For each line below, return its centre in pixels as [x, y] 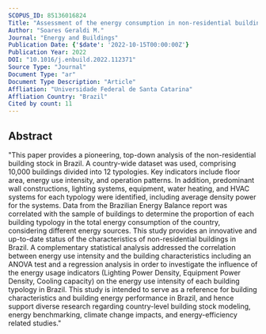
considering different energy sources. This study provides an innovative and [133, 230]
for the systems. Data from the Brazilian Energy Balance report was [118, 205]
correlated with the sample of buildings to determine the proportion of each [131, 214]
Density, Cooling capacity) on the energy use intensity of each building [124, 281]
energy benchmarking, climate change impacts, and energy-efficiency [123, 314]
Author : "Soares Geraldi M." [56, 30]
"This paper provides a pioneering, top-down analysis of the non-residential [132, 154]
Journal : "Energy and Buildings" [63, 38]
